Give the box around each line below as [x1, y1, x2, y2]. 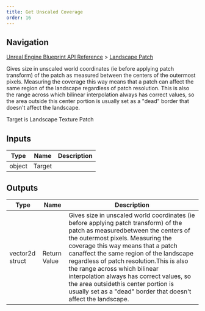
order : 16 [6, 15, 32, 21]
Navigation [6, 37, 49, 48]
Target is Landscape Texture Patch [6, 116, 94, 123]
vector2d [9, 249, 36, 257]
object [9, 162, 27, 171]
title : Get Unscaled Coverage [6, 9, 84, 15]
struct [9, 257, 26, 265]
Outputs [6, 182, 38, 193]
